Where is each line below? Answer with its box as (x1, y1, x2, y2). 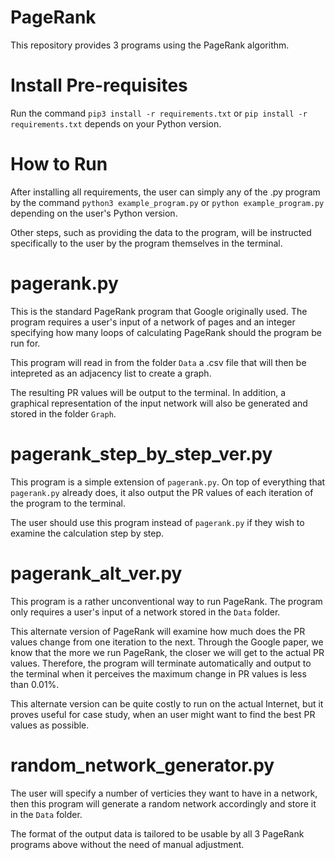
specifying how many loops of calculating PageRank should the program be (10, 326, 322, 338)
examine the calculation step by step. (10, 527, 165, 539)
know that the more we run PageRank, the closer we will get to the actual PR (10, 646, 325, 658)
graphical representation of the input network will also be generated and (10, 397, 308, 409)
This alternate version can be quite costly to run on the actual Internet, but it (10, 697, 324, 710)
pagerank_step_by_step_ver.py (10, 442, 273, 465)
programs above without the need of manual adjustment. (10, 838, 245, 850)
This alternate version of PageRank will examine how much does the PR (10, 625, 306, 637)
